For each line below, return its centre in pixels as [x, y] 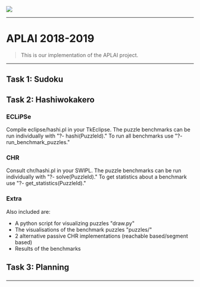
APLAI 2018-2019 [50, 39]
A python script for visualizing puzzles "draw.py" [75, 223]
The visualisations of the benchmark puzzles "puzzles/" [83, 229]
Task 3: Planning [38, 267]
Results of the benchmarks [48, 248]
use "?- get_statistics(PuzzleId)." [46, 183]
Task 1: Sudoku [35, 79]
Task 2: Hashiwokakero [51, 100]
